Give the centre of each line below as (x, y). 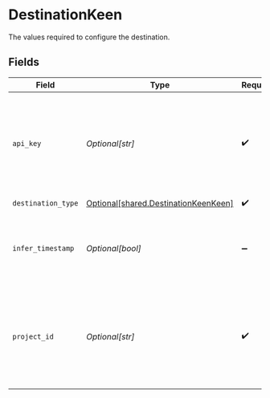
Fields (24, 62)
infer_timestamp (43, 248)
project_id (33, 336)
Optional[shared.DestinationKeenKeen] (160, 204)
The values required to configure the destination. (89, 37)
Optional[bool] (114, 248)
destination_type (45, 203)
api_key (27, 143)
